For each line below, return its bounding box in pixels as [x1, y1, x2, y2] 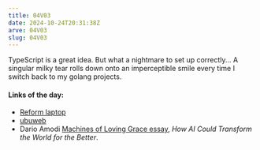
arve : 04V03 [8, 26, 47, 34]
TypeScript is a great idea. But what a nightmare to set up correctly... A [8, 55, 239, 65]
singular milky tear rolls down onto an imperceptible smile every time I [8, 64, 235, 73]
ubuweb [19, 116, 46, 126]
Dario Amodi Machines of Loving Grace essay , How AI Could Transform [19, 124, 252, 134]
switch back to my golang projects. [8, 72, 122, 81]
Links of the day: [8, 90, 65, 99]
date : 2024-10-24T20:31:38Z [8, 19, 101, 27]
